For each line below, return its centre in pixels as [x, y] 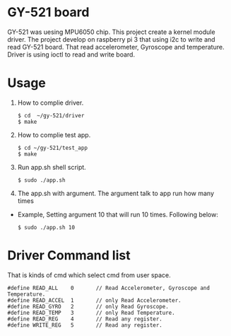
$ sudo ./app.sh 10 [46, 227]
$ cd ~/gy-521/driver [51, 115]
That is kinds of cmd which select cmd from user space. [89, 275]
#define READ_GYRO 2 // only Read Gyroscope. [88, 306]
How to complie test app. [54, 134]
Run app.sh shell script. [52, 167]
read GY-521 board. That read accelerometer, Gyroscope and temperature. [116, 47]
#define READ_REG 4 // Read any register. [85, 319]
